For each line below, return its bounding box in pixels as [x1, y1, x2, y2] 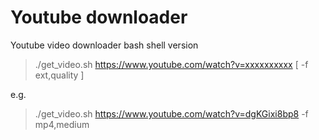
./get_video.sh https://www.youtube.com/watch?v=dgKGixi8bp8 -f [34, 107, 309, 120]
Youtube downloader [10, 6, 188, 29]
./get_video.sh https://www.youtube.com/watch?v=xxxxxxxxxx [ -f [34, 58, 309, 70]
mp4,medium [34, 118, 90, 130]
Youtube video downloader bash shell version [10, 39, 199, 51]
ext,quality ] [34, 69, 85, 81]
